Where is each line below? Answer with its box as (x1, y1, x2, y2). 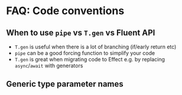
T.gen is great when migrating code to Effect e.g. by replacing (14, 56, 165, 63)
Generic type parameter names (6, 79, 124, 89)
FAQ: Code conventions (6, 4, 125, 18)
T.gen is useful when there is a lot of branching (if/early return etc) (14, 43, 177, 50)
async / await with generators (14, 62, 83, 69)
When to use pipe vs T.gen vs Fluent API (6, 28, 155, 38)
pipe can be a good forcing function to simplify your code (14, 50, 155, 57)
